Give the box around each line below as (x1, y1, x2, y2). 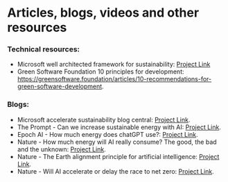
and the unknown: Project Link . (17, 144, 106, 154)
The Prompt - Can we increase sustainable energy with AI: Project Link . (17, 123, 222, 131)
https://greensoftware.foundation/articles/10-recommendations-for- (17, 75, 212, 83)
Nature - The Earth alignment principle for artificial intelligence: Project (17, 152, 220, 160)
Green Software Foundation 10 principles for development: (17, 67, 185, 76)
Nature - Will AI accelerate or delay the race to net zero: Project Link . (17, 167, 215, 175)
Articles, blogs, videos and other (7, 5, 200, 21)
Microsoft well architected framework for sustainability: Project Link (17, 60, 211, 69)
